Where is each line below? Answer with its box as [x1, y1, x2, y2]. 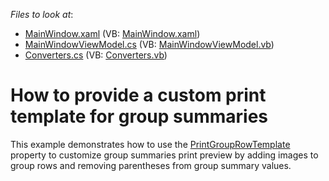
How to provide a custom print [10, 84, 267, 107]
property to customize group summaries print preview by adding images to [10, 149, 319, 161]
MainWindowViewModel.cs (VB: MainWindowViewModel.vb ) [24, 39, 275, 50]
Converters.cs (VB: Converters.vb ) [24, 49, 168, 61]
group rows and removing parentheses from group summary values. [10, 159, 292, 171]
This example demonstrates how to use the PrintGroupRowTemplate [10, 138, 291, 150]
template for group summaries [10, 105, 268, 128]
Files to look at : [10, 9, 74, 20]
